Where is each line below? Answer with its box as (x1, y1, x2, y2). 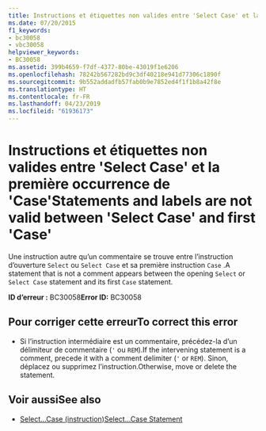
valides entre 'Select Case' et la (8, 158, 220, 177)
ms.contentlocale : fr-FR (8, 93, 90, 101)
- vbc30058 (8, 41, 44, 49)
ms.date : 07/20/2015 (8, 19, 77, 27)
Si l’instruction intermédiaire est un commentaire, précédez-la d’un (19, 336, 237, 345)
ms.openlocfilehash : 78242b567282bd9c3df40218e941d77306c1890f (8, 71, 222, 78)
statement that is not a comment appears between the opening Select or (8, 269, 245, 278)
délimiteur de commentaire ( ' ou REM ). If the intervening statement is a (19, 345, 246, 354)
